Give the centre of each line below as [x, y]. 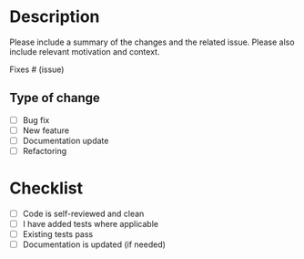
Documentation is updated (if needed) [94, 244]
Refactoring [45, 150]
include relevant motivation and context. [85, 51]
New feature [46, 130]
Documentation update [66, 140]
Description [55, 17]
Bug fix [36, 119]
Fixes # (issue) [37, 69]
